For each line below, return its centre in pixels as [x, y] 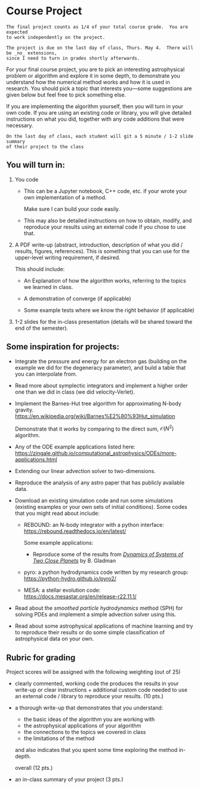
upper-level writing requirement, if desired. [67, 257]
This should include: [40, 269]
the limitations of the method [59, 738]
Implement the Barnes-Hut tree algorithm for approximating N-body [98, 403]
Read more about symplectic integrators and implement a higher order [101, 385]
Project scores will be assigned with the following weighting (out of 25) [93, 672]
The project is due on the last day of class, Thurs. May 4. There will [100, 48]
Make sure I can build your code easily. [72, 209]
